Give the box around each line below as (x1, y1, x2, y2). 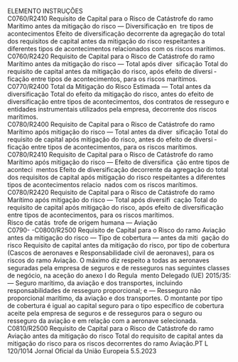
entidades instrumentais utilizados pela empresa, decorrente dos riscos (7, 105, 217, 113)
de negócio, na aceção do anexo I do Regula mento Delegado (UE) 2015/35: (7, 271, 232, 280)
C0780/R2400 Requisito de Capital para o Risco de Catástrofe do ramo (7, 120, 215, 128)
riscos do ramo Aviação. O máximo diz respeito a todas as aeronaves (7, 256, 210, 265)
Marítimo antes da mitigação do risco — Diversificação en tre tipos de (7, 22, 214, 30)
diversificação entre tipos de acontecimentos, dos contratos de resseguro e (7, 97, 229, 106)
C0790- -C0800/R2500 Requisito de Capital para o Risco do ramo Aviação (7, 226, 226, 234)
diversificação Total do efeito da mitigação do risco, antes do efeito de (7, 90, 215, 98)
